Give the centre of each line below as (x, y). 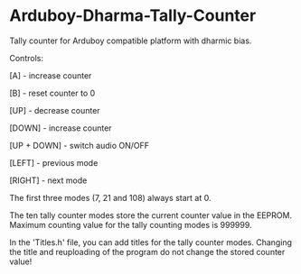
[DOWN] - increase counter (61, 128)
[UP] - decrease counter (55, 110)
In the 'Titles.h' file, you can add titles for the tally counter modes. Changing (150, 242)
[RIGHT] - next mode (48, 180)
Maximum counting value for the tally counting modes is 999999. (131, 224)
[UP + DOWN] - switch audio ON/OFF (80, 145)
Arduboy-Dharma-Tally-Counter (133, 16)
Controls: (26, 58)
